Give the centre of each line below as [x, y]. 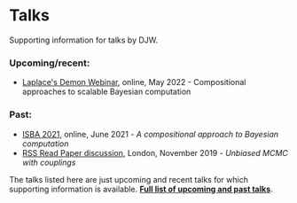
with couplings [49, 162]
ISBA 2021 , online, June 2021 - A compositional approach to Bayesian [150, 134]
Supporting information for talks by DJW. [84, 40]
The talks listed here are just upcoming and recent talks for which [129, 179]
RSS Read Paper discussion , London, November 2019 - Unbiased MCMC [155, 152]
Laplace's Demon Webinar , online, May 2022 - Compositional [134, 82]
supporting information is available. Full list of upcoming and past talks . [141, 189]
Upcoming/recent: [50, 63]
